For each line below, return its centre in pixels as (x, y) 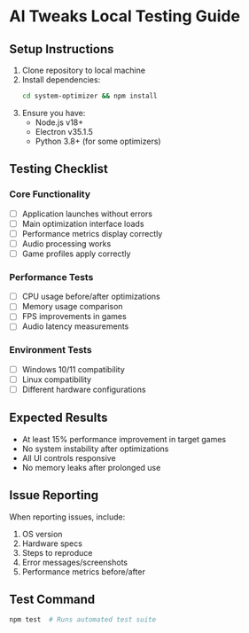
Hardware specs (52, 543)
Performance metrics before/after (84, 571)
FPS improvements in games (74, 316)
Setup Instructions (62, 49)
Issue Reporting (54, 495)
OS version (42, 534)
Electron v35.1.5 (64, 131)
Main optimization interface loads (83, 223)
